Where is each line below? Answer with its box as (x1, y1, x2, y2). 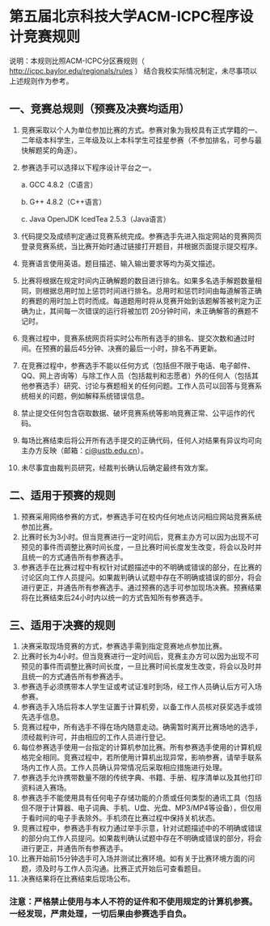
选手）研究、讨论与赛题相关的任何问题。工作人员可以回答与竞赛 (42, 381, 255, 391)
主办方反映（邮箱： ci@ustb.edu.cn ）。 (20, 446, 148, 455)
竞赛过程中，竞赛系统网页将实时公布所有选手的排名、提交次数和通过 (20, 333, 248, 343)
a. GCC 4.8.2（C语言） (20, 180, 98, 189)
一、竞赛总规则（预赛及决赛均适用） (9, 102, 190, 116)
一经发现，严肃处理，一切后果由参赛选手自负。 (9, 908, 192, 920)
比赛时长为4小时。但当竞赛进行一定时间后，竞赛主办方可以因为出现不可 (20, 652, 259, 662)
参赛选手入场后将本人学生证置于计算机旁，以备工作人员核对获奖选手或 (20, 702, 255, 712)
